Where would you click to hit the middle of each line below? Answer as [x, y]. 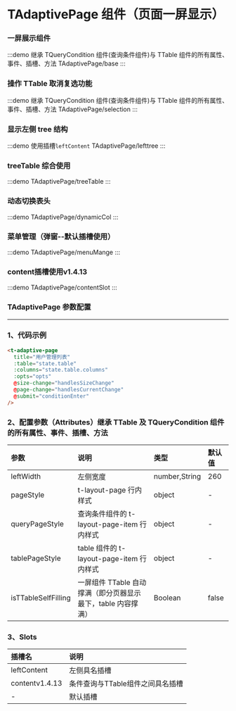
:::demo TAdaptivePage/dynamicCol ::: [63, 217]
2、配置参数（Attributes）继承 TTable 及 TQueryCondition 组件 [116, 422]
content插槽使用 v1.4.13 [47, 272]
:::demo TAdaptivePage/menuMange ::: [64, 252]
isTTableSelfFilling [41, 598]
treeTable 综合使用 [39, 166]
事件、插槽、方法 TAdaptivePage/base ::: [66, 63]
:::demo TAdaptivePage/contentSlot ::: [62, 288]
